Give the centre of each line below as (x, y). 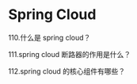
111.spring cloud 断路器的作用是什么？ (70, 54)
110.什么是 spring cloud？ (49, 37)
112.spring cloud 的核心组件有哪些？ (67, 71)
